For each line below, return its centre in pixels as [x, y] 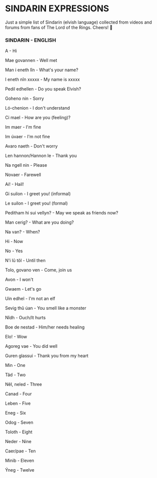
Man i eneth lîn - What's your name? [42, 70]
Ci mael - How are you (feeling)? [38, 118]
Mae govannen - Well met [31, 60]
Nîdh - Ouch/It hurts [25, 318]
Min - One [15, 365]
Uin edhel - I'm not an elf [30, 299]
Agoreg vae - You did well [31, 346]
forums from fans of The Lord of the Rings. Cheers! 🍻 [59, 27]
